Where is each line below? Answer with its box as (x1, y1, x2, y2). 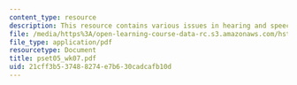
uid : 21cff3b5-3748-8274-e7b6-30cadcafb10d (9, 63, 172, 72)
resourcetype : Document (9, 46, 97, 55)
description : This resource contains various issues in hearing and (9, 21, 267, 30)
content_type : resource (9, 12, 97, 22)
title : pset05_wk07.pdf (9, 54, 97, 63)
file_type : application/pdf (9, 37, 113, 47)
